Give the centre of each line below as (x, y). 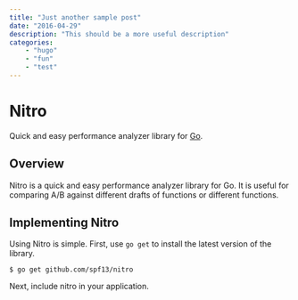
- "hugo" (41, 51)
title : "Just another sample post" (75, 17)
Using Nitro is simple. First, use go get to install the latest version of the (141, 244)
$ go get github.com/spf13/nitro (71, 270)
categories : (31, 42)
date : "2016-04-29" (46, 26)
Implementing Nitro (64, 223)
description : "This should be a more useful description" (119, 34)
